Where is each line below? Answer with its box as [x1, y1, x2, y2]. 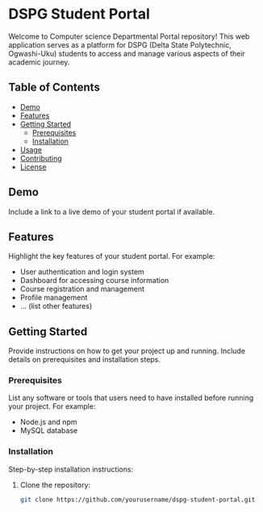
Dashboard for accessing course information [19, 276, 169, 285]
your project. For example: [8, 402, 96, 411]
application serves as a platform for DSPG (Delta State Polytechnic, [8, 40, 232, 49]
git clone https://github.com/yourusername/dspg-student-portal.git [19, 495, 256, 504]
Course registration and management [19, 284, 145, 294]
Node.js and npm [19, 417, 77, 427]
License [19, 162, 47, 172]
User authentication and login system [19, 267, 145, 277]
